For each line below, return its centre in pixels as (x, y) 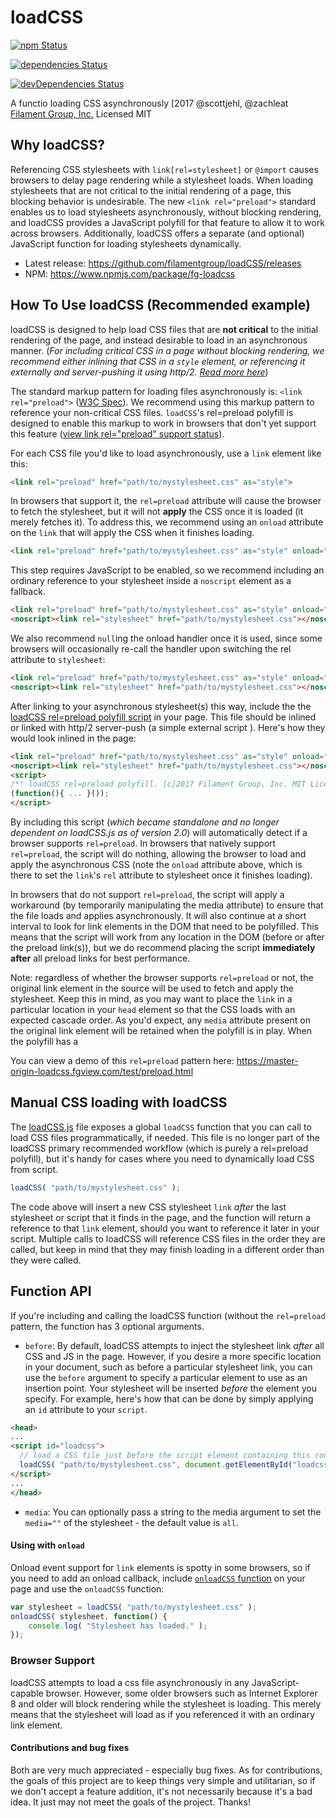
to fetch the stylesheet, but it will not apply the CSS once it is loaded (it (157, 512)
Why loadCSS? (58, 145)
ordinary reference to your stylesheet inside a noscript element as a (151, 581)
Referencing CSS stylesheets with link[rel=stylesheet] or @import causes (164, 169)
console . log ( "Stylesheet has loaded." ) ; (118, 1626)
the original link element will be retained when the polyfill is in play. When (161, 1031)
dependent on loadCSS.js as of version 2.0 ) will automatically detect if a (159, 833)
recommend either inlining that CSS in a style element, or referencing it (158, 361)
